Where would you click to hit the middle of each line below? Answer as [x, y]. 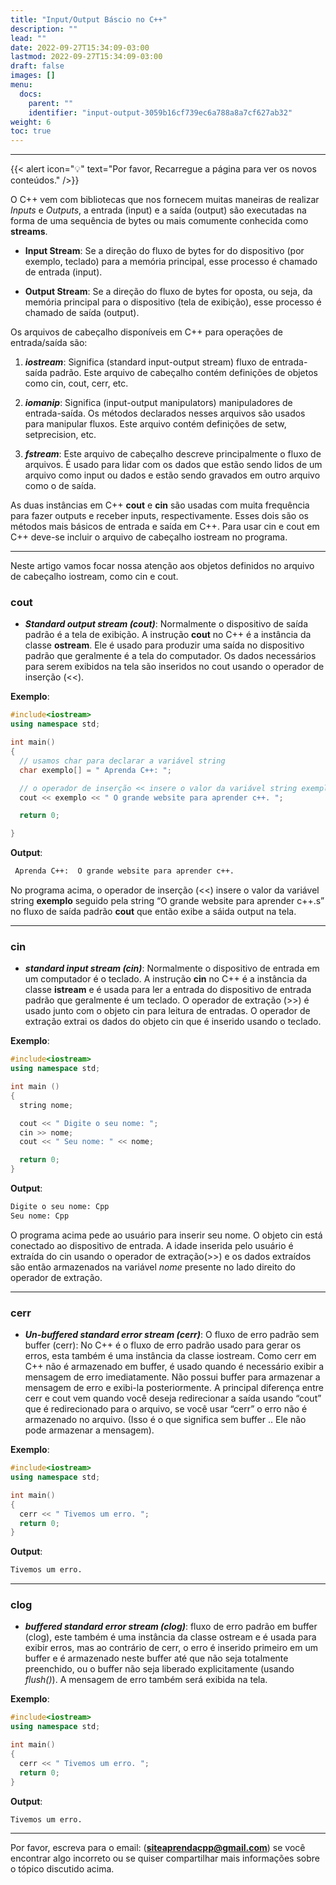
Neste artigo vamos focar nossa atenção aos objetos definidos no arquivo [162, 566]
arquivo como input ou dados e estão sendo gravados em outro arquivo [172, 475]
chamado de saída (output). [82, 313]
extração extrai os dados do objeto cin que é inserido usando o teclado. [173, 1022]
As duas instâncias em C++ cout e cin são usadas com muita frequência [160, 505]
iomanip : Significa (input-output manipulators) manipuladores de [158, 403]
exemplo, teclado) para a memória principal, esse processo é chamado [171, 262]
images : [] [33, 76]
